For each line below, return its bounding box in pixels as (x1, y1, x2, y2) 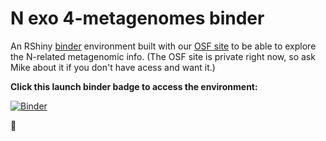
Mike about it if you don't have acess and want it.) (10, 61, 216, 73)
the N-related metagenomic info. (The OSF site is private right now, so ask (10, 50, 316, 62)
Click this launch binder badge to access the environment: (10, 80, 258, 92)
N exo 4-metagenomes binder (10, 7, 265, 30)
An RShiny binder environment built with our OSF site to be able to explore (10, 40, 317, 52)
